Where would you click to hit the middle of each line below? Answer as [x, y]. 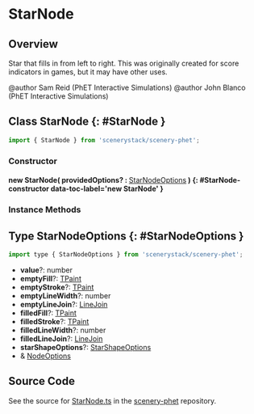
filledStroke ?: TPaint [54, 321]
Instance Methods [45, 209]
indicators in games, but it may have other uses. [88, 72]
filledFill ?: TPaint [48, 313]
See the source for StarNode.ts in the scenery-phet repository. [112, 400]
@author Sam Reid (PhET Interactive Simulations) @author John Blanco [127, 87]
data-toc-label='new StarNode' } [107, 189]
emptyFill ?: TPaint [51, 278]
